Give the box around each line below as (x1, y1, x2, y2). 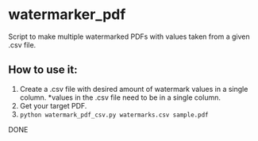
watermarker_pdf (8, 6, 126, 24)
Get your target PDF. (19, 101, 87, 110)
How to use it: (8, 63, 78, 77)
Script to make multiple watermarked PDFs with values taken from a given (8, 32, 250, 41)
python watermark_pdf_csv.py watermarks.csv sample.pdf (19, 111, 209, 119)
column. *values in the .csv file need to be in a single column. (19, 93, 221, 102)
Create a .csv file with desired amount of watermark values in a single (19, 84, 248, 93)
